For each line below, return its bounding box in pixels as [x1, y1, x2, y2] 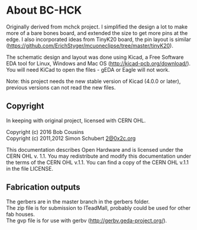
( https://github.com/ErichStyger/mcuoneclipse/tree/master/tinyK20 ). [6, 42, 173, 49]
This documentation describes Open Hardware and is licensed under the [6, 146, 183, 153]
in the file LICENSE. [6, 165, 53, 172]
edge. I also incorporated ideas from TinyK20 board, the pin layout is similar [6, 36, 191, 43]
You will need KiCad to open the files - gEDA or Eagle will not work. [6, 66, 170, 73]
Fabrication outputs [6, 182, 81, 193]
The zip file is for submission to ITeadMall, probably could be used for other [6, 204, 191, 211]
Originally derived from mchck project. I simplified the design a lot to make [6, 23, 188, 30]
